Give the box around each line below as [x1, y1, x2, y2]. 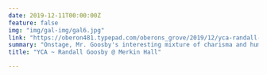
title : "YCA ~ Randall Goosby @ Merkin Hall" [8, 48, 161, 56]
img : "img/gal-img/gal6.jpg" [8, 26, 105, 34]
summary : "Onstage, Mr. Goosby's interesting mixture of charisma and [8, 41, 247, 49]
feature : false [8, 19, 59, 27]
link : [8, 33, 26, 42]
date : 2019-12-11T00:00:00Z [8, 11, 102, 20]
